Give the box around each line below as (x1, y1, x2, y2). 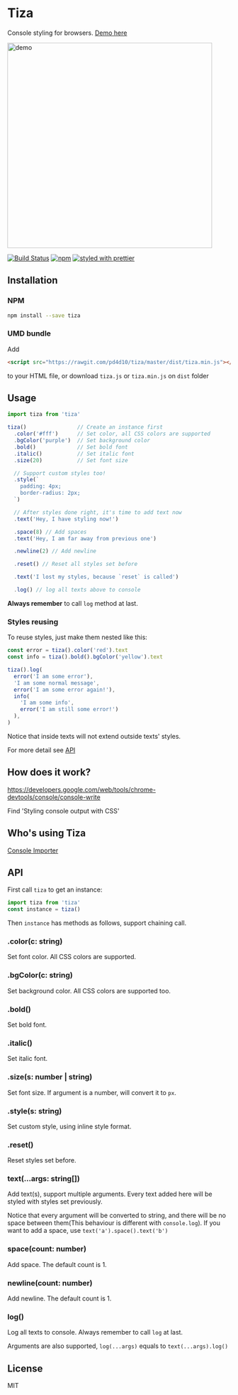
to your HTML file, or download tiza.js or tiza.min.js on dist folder (7, 371, 209, 380)
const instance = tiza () (7, 906, 81, 913)
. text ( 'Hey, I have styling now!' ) (13, 515, 119, 523)
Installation (7, 274, 58, 287)
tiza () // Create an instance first (7, 424, 163, 431)
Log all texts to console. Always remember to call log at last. (7, 1328, 183, 1337)
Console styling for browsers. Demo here (7, 28, 127, 37)
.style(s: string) (7, 1106, 62, 1116)
